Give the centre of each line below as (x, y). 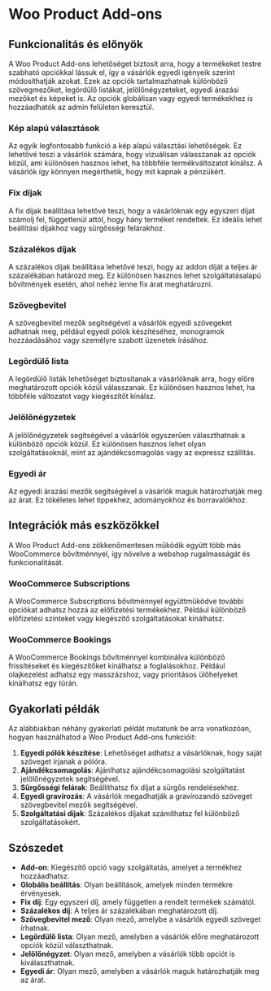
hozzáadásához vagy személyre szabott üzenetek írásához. (109, 340)
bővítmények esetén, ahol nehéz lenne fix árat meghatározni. (111, 284)
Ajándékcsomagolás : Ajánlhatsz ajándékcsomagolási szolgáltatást (133, 770)
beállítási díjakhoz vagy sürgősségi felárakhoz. (87, 228)
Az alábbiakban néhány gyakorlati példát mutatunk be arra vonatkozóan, (130, 729)
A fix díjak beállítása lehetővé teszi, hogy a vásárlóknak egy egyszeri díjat (131, 210)
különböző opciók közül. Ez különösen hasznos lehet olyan (107, 444)
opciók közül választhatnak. (67, 945)
